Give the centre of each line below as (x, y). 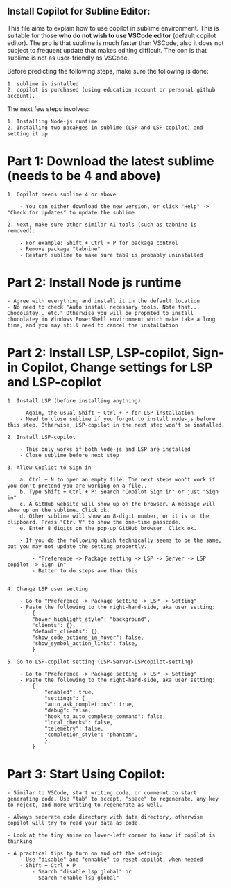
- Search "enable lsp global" (76, 878)
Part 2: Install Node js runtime (94, 282)
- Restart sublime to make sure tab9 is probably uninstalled (111, 255)
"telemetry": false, (74, 728)
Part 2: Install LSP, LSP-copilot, (98, 352)
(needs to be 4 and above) (84, 176)
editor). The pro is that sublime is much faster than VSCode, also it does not (115, 43)
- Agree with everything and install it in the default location (103, 301)
